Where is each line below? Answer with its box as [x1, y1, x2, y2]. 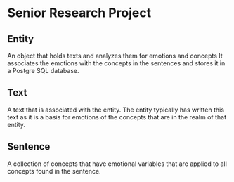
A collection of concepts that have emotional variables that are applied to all [7, 160, 227, 168]
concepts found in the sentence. [7, 167, 101, 175]
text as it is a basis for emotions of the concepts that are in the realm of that [7, 112, 227, 121]
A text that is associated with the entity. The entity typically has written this [7, 105, 225, 114]
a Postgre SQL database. [7, 67, 79, 74]
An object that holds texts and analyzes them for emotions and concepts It [7, 51, 223, 60]
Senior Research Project [7, 5, 152, 21]
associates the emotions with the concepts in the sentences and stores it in [7, 59, 226, 67]
